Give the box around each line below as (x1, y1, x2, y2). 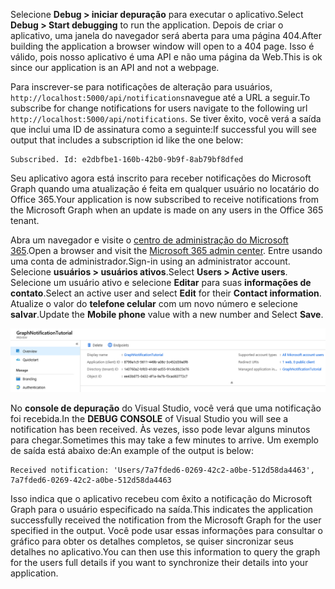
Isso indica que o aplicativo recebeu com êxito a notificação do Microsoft (10, 493, 313, 505)
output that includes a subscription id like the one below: (10, 134, 244, 146)
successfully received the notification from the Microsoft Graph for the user (10, 514, 322, 526)
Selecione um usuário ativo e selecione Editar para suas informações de (10, 277, 312, 288)
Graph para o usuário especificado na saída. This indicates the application (10, 504, 314, 516)
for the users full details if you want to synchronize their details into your (10, 557, 309, 569)
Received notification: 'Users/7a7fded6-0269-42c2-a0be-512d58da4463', (10, 465, 315, 476)
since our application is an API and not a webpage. (10, 62, 220, 73)
